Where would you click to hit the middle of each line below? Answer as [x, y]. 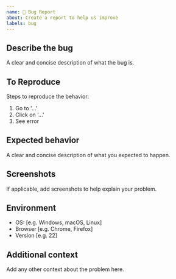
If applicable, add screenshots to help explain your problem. [82, 189]
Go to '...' [26, 108]
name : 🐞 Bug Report [31, 12]
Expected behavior [43, 140]
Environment [31, 208]
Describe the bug [40, 48]
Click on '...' [30, 115]
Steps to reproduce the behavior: [48, 96]
